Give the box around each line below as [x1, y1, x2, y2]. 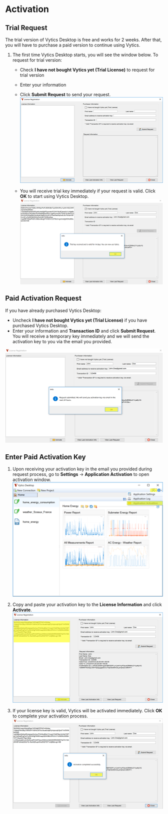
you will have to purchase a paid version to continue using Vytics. [5, 42, 140, 48]
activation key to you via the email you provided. [12, 338, 112, 344]
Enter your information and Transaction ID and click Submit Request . [12, 328, 156, 334]
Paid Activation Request [5, 294, 81, 303]
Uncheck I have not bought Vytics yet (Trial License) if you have [12, 317, 147, 323]
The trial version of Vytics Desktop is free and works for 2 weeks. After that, [5, 37, 162, 43]
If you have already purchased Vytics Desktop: [5, 307, 101, 314]
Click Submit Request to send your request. [19, 92, 111, 97]
